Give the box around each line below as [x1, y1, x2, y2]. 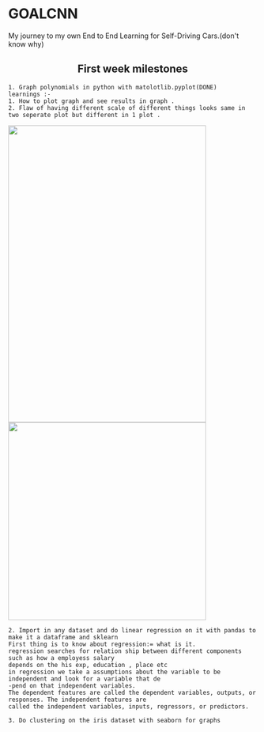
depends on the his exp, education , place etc [8, 661, 168, 669]
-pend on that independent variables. [8, 681, 136, 689]
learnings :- [8, 90, 51, 98]
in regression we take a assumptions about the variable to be [8, 668, 221, 676]
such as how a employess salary [8, 654, 115, 662]
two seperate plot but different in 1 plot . [8, 111, 160, 119]
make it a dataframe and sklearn [8, 633, 119, 641]
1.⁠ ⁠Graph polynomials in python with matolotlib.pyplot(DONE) [8, 83, 217, 91]
